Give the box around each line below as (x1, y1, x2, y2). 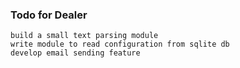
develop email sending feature (10, 48, 141, 58)
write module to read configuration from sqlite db (10, 39, 230, 50)
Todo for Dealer (10, 8, 88, 22)
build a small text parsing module (10, 31, 159, 41)
